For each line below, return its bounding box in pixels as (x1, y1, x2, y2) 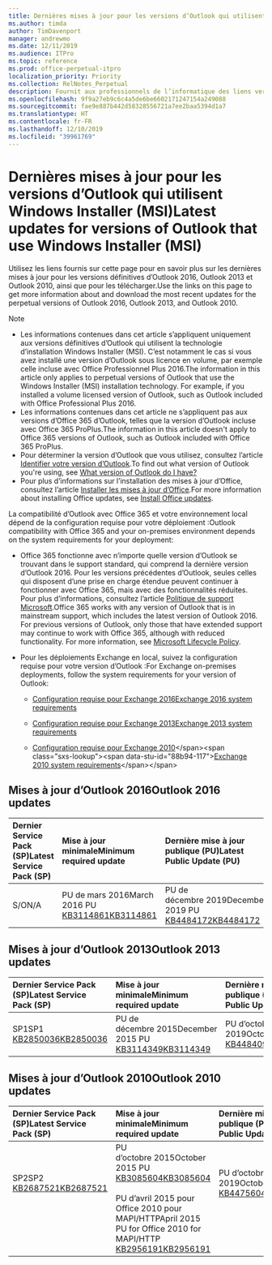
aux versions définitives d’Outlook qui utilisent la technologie (19, 338, 223, 347)
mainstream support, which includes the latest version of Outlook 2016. (19, 610, 258, 621)
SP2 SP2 (12, 1172, 45, 1183)
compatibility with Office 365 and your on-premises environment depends (8, 526, 256, 536)
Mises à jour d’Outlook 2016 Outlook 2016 (8, 783, 221, 797)
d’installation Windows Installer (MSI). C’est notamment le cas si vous (19, 346, 253, 356)
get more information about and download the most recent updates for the (8, 289, 257, 299)
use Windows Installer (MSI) (8, 236, 202, 255)
